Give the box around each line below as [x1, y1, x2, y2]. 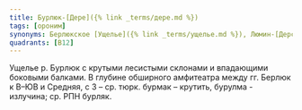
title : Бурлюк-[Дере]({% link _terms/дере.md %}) [9, 13, 200, 22]
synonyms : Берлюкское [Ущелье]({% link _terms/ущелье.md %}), [9, 30, 247, 38]
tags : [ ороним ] [9, 21, 67, 30]
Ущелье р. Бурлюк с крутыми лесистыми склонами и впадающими [9, 63, 269, 73]
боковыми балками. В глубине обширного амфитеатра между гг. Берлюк [9, 72, 291, 83]
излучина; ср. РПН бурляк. [9, 91, 112, 102]
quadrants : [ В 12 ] [9, 38, 75, 47]
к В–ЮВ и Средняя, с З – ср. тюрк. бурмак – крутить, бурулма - [9, 81, 253, 92]
